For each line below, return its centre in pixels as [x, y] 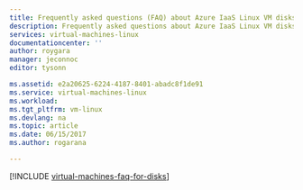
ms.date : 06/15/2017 [48, 135]
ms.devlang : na [38, 118]
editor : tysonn [38, 68]
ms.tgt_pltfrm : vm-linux [56, 109]
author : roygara [40, 51]
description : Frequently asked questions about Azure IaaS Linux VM [141, 26]
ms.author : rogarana [48, 143]
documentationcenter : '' [56, 43]
